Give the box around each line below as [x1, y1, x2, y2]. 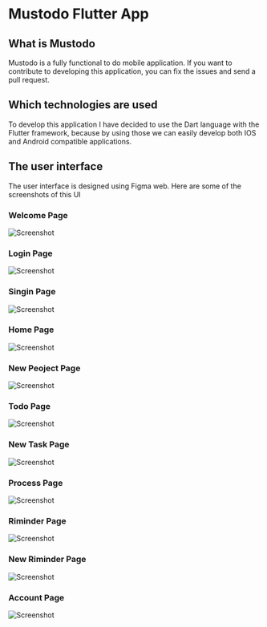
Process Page [8, 477, 63, 488]
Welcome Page [8, 209, 68, 220]
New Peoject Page [8, 362, 81, 374]
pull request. [8, 75, 50, 84]
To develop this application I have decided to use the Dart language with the [8, 119, 260, 129]
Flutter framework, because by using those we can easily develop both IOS [8, 127, 257, 137]
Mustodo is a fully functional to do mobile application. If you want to [8, 58, 233, 67]
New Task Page [8, 439, 70, 450]
